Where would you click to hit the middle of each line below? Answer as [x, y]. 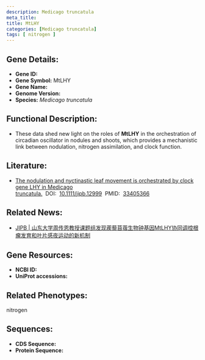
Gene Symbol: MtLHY [43, 80]
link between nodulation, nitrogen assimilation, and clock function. [98, 146]
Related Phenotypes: [47, 295]
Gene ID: [26, 74]
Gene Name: [31, 86]
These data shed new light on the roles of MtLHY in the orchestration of [106, 133]
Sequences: [30, 329]
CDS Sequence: [36, 344]
